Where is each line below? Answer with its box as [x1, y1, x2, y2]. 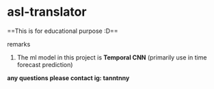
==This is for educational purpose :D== [7, 27, 118, 35]
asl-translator [7, 4, 87, 20]
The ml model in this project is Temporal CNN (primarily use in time [16, 53, 207, 62]
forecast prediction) [16, 60, 73, 68]
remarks [7, 40, 31, 48]
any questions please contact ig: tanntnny [7, 73, 130, 82]
